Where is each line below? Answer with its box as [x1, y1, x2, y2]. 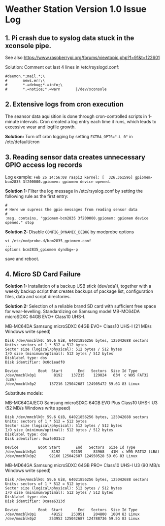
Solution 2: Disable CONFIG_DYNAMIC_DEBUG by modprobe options [5, 229, 134, 235]
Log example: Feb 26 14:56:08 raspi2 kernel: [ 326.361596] [5, 174, 133, 180]
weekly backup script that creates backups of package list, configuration [5, 288, 154, 294]
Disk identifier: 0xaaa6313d [5, 499, 65, 504]
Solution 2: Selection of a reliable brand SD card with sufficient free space [5, 303, 157, 309]
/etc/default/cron [5, 139, 40, 145]
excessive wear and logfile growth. [5, 124, 76, 130]
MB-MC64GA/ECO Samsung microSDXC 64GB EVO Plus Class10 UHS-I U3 [5, 400, 158, 406]
